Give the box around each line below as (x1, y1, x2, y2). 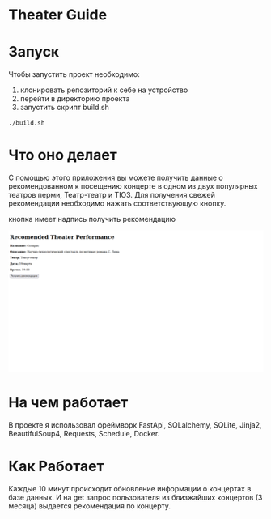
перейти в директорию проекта (19, 94, 130, 104)
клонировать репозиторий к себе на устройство (19, 85, 188, 95)
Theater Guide (8, 6, 108, 24)
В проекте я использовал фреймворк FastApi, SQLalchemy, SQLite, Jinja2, (8, 420, 262, 430)
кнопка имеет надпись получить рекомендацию (8, 215, 176, 224)
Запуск (8, 43, 60, 62)
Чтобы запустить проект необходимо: (8, 70, 140, 79)
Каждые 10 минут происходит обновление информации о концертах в (8, 483, 252, 493)
